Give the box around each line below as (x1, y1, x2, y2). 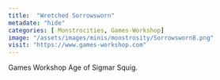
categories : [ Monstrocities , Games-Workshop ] (8, 26, 165, 34)
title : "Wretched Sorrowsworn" (8, 11, 115, 20)
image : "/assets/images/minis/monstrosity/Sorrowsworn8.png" (8, 33, 214, 42)
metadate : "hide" (8, 19, 66, 27)
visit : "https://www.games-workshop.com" (8, 41, 147, 49)
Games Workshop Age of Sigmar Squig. (8, 63, 138, 72)
